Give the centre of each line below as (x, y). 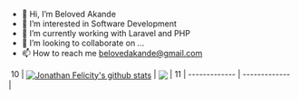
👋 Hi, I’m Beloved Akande (69, 14)
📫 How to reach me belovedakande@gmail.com (112, 53)
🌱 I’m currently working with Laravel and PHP (106, 33)
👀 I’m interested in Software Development (99, 24)
